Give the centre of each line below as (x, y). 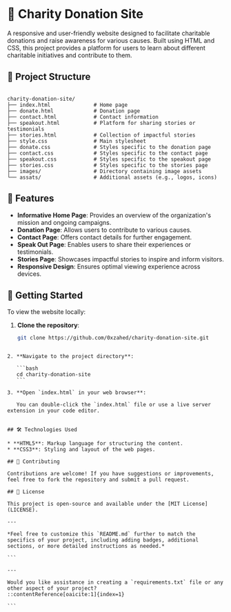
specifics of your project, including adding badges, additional (103, 540)
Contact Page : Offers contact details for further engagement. (104, 237)
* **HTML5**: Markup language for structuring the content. (96, 444)
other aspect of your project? (52, 589)
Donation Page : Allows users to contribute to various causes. (104, 230)
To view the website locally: (47, 312)
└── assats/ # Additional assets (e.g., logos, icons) (112, 177)
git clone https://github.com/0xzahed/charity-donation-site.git (113, 338)
